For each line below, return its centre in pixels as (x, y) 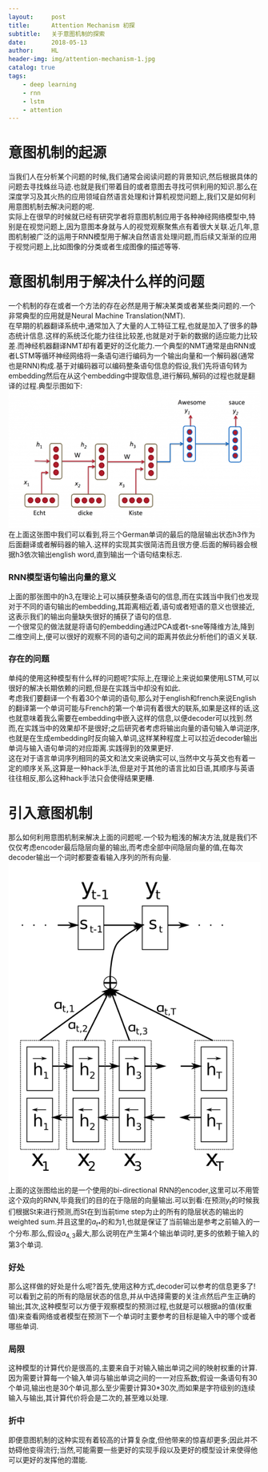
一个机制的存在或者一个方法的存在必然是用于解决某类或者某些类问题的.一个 (132, 306)
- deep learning (50, 84)
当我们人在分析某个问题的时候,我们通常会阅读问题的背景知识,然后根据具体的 (133, 177)
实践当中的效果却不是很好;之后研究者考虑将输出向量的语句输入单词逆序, (142, 728)
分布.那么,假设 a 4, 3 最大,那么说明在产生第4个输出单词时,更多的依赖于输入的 (137, 1234)
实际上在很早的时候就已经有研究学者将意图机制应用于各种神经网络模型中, (129, 217)
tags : (17, 76)
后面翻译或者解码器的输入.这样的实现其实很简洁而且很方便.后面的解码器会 (130, 545)
